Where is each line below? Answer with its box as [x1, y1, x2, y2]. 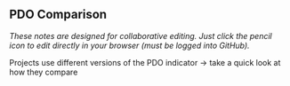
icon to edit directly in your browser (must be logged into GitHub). [9, 40, 251, 51]
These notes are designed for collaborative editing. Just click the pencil [9, 30, 273, 41]
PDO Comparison [9, 7, 108, 22]
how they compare [9, 66, 78, 77]
